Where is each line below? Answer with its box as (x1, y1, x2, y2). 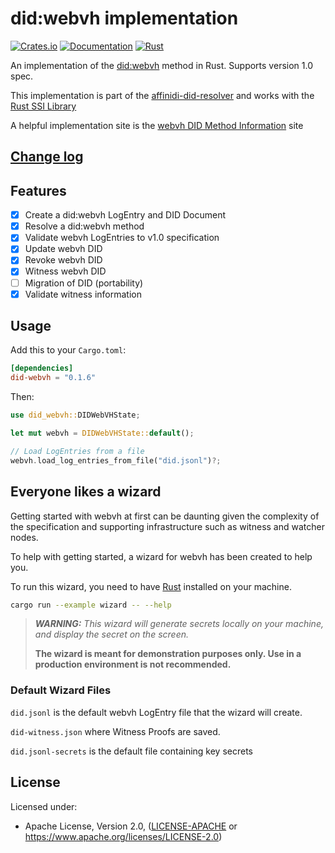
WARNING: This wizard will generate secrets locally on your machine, (34, 618, 324, 630)
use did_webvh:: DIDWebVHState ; (10, 410, 141, 421)
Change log (10, 148, 84, 166)
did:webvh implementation (10, 7, 239, 30)
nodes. (10, 531, 39, 543)
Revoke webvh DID (24, 254, 103, 266)
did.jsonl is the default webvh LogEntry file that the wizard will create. (10, 706, 303, 718)
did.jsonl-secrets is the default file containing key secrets (10, 745, 253, 757)
